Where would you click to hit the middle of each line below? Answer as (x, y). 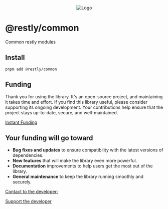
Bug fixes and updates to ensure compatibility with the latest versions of (88, 150)
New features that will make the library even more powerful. (75, 161)
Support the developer (28, 201)
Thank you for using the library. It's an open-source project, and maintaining (84, 96)
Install (15, 58)
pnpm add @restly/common (31, 69)
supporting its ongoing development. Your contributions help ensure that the (84, 107)
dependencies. (28, 155)
